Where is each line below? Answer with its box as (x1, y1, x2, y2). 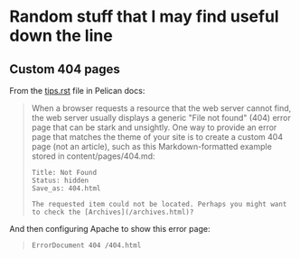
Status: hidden (31, 176, 89, 185)
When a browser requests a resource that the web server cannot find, (31, 103, 292, 114)
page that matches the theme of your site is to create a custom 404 (31, 132, 283, 142)
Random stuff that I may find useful (9, 6, 279, 27)
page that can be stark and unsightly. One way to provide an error (31, 122, 277, 133)
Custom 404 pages (9, 61, 120, 77)
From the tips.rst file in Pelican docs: (9, 86, 145, 96)
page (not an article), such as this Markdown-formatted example (31, 142, 273, 152)
